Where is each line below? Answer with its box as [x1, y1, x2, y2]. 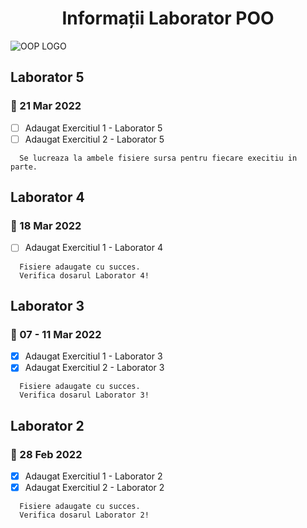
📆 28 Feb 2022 [10, 447, 83, 461]
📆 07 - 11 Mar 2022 [10, 327, 102, 341]
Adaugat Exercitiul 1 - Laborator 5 [24, 122, 163, 134]
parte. [10, 162, 38, 172]
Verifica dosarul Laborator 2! [19, 510, 150, 521]
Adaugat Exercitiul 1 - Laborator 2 [24, 470, 163, 482]
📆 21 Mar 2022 [10, 99, 82, 113]
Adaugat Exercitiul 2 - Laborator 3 [24, 362, 165, 374]
